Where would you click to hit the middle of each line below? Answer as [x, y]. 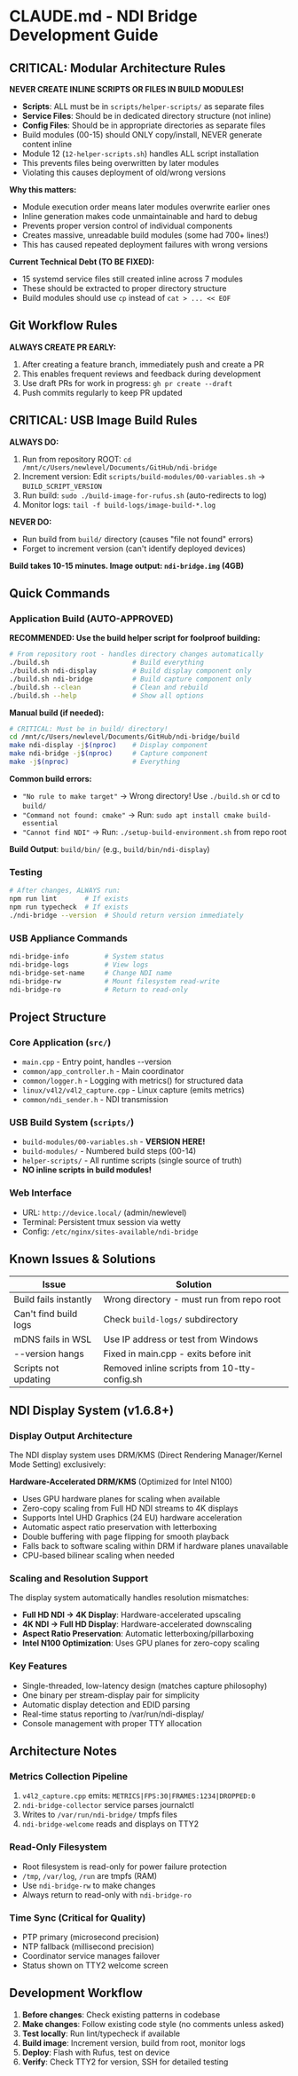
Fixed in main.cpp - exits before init [177, 1354]
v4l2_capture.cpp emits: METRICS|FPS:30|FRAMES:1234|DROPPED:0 [138, 1796]
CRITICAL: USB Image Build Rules [103, 420]
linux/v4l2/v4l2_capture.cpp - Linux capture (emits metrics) [133, 1090]
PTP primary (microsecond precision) [90, 1938]
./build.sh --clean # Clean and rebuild [109, 687]
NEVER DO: [31, 522]
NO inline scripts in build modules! [87, 1170]
